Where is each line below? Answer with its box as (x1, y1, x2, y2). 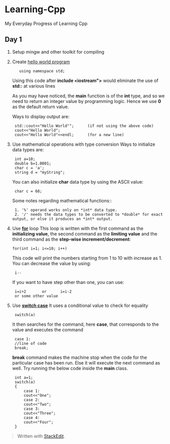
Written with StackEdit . (17, 433, 66, 439)
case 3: (23, 406, 40, 411)
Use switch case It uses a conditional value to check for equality (12, 302, 149, 308)
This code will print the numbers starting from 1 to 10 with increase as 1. (12, 255, 162, 261)
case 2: (23, 397, 40, 402)
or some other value (14, 293, 58, 299)
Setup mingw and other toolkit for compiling (12, 48, 105, 55)
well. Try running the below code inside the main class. (12, 365, 128, 371)
